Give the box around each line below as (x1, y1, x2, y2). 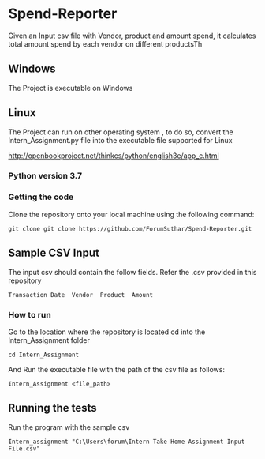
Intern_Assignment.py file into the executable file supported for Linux (8, 135, 233, 145)
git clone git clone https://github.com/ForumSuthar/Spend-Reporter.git (8, 224, 252, 233)
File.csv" (8, 444, 41, 453)
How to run (8, 309, 51, 320)
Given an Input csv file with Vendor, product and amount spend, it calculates (8, 31, 256, 40)
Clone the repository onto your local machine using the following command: (8, 209, 255, 219)
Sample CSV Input (8, 246, 100, 260)
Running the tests (8, 401, 97, 415)
